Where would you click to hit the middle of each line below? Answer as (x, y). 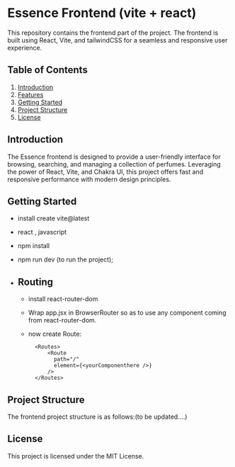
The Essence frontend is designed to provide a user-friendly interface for (114, 157)
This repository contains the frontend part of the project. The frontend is (113, 33)
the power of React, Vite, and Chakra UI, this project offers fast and (105, 171)
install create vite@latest (53, 218)
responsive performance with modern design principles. (89, 179)
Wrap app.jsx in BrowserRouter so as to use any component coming (127, 313)
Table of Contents (48, 70)
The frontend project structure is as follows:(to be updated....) (97, 417)
